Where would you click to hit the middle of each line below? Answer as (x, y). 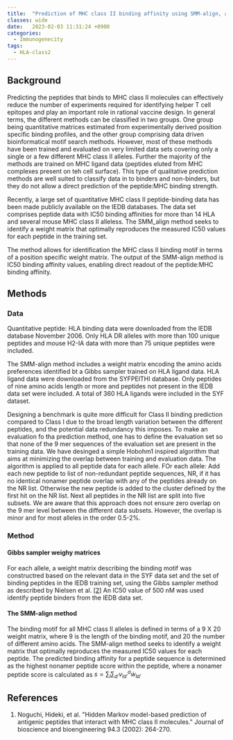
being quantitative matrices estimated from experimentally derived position (114, 126)
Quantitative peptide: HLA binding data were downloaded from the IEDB (110, 329)
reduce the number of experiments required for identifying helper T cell (109, 104)
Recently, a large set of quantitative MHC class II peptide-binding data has (113, 199)
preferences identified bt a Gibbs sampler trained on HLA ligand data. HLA (113, 372)
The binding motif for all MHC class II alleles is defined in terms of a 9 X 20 (114, 629)
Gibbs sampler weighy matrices (54, 552)
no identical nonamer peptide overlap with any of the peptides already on (112, 481)
